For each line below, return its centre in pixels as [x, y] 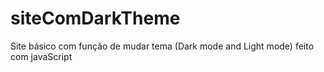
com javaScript [41, 56]
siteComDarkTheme [95, 18]
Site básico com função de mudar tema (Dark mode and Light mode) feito [162, 46]
